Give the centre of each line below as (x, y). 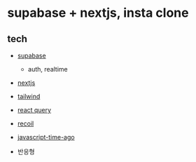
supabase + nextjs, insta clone (98, 13)
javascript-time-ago (46, 137)
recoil (26, 123)
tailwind (29, 96)
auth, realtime (48, 69)
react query (34, 110)
